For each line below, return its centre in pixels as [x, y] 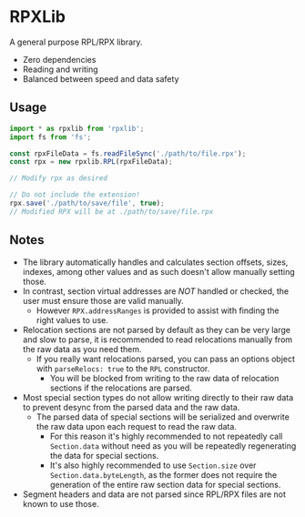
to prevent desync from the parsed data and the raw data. [131, 407]
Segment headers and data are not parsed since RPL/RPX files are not [154, 494]
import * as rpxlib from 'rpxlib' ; [77, 128]
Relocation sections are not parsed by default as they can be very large [157, 329]
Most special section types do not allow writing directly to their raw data [158, 397]
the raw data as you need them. [82, 349]
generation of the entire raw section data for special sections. [165, 484]
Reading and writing [60, 69]
